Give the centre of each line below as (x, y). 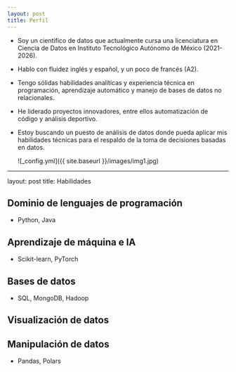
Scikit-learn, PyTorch (48, 259)
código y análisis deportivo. (57, 118)
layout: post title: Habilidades (49, 181)
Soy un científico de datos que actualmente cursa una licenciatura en (118, 40)
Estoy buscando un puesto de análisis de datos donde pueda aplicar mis (122, 132)
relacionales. (36, 97)
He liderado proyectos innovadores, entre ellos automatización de (113, 111)
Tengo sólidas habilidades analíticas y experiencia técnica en (106, 82)
